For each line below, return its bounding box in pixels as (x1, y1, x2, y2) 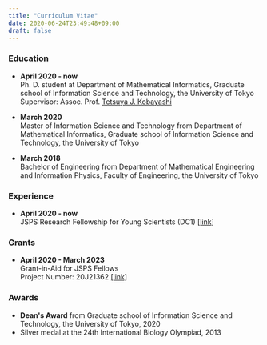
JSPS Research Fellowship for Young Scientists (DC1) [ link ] (19, 217, 214, 227)
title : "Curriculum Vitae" (8, 11, 98, 20)
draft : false (8, 26, 52, 34)
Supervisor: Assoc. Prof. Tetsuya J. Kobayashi (19, 97, 172, 106)
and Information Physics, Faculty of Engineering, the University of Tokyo (19, 170, 259, 180)
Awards (8, 292, 39, 303)
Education (8, 53, 50, 64)
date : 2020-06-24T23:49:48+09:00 (8, 19, 120, 27)
